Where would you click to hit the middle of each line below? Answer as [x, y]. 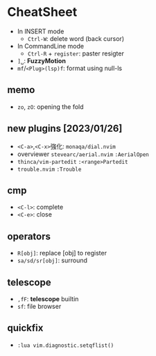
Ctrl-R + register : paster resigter [76, 53]
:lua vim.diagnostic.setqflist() [66, 345]
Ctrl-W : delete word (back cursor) [76, 38]
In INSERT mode [41, 31]
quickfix [25, 328]
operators [29, 236]
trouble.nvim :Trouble [49, 169]
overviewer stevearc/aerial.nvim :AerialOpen [83, 154]
